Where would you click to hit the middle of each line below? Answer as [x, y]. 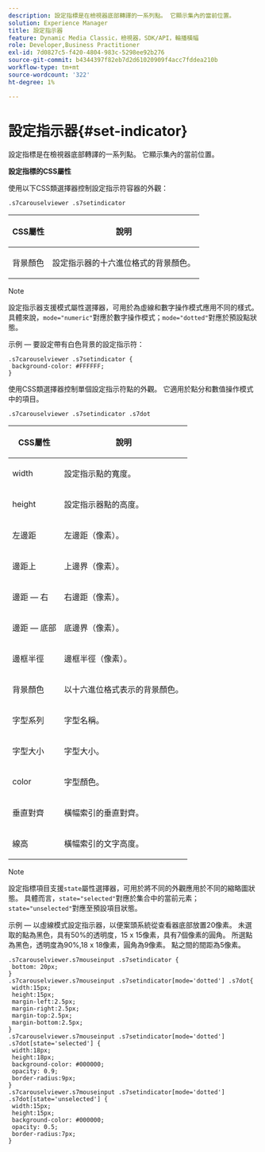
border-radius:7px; [44, 1134]
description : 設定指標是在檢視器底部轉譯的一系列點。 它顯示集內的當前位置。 [122, 16]
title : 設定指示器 [36, 30]
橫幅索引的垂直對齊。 [104, 813]
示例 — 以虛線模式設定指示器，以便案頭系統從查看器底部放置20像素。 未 [127, 925]
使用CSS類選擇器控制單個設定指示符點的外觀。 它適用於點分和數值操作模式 [131, 389]
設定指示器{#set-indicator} [98, 131]
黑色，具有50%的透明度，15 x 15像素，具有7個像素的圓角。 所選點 [144, 935]
